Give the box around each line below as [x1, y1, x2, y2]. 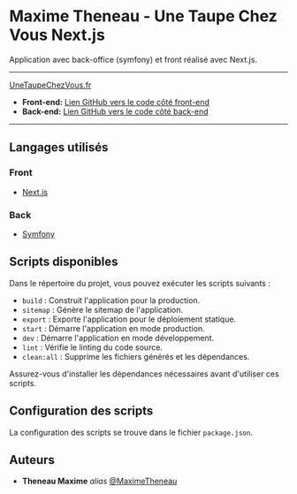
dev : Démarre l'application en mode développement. [21, 332, 215, 343]
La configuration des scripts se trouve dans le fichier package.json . [9, 427, 254, 437]
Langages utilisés [9, 140, 109, 156]
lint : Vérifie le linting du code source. [21, 342, 164, 353]
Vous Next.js [9, 25, 106, 45]
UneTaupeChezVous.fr [9, 80, 92, 90]
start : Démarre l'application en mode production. [21, 323, 205, 333]
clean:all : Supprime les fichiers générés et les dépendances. [21, 351, 250, 361]
